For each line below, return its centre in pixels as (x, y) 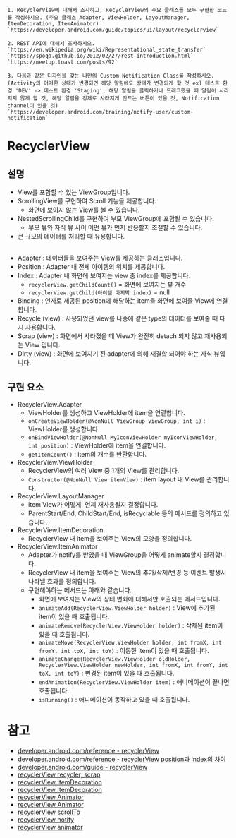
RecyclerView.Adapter (50, 405)
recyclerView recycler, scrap (59, 774)
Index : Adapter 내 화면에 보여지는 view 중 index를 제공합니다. (104, 276)
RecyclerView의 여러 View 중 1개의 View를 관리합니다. (104, 471)
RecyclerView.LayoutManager (61, 496)
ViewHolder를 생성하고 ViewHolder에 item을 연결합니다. (106, 413)
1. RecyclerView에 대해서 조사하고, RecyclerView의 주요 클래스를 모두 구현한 (111, 10)
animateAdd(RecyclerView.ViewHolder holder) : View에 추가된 (127, 608)
